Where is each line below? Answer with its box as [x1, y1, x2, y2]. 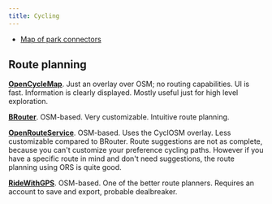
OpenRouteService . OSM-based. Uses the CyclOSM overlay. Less [8, 128, 231, 138]
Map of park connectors [19, 34, 101, 44]
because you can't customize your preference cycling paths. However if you [8, 145, 264, 155]
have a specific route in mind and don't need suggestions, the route [8, 154, 235, 163]
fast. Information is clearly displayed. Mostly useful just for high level [8, 88, 239, 98]
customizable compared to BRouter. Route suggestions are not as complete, [8, 137, 263, 146]
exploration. [8, 97, 49, 106]
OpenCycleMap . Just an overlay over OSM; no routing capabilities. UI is [8, 79, 250, 89]
